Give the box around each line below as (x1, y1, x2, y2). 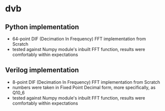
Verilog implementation (5, 66, 79, 74)
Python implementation (5, 23, 79, 31)
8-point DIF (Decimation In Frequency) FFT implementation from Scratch (12, 79, 161, 85)
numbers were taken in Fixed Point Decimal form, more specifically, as (12, 84, 156, 90)
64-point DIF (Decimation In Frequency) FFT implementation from (12, 36, 146, 42)
